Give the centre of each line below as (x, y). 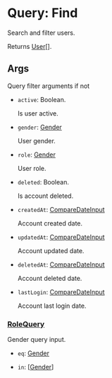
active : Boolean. (42, 99)
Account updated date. (51, 250)
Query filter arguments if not (49, 86)
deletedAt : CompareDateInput (61, 265)
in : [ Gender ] (36, 367)
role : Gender (37, 155)
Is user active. (38, 113)
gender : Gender (39, 127)
